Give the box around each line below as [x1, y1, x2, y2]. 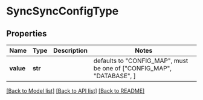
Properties [6, 28, 47, 39]
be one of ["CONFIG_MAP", [93, 64, 172, 72]
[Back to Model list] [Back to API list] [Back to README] [6, 87, 145, 95]
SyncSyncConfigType [6, 4, 119, 18]
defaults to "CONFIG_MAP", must [93, 56, 188, 65]
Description [53, 47, 88, 55]
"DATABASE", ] [93, 72, 136, 80]
